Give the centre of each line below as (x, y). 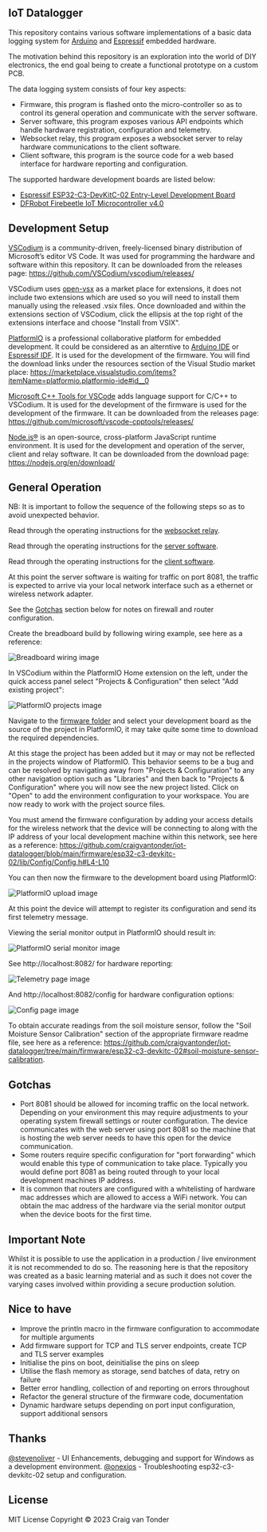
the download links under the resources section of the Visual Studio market (132, 364)
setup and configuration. (86, 1474)
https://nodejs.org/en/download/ (62, 462)
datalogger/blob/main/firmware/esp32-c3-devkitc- (92, 854)
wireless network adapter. (51, 594)
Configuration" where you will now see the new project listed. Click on (124, 787)
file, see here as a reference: (55, 1043)
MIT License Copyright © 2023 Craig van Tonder (89, 1519)
